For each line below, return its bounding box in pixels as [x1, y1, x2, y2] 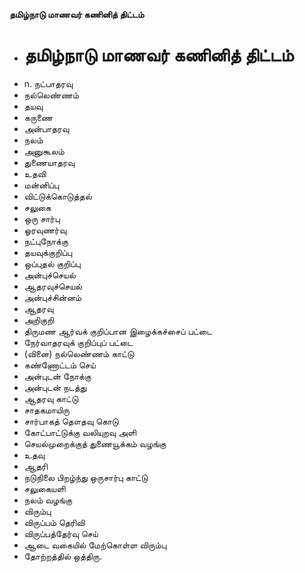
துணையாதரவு [23, 156, 76, 168]
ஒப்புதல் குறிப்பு [23, 257, 81, 269]
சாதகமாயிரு [23, 404, 70, 416]
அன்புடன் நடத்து [23, 381, 87, 393]
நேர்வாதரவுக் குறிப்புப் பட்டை [23, 336, 134, 348]
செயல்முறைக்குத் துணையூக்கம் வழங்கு [23, 437, 167, 449]
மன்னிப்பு [23, 179, 60, 191]
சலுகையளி [23, 482, 66, 494]
